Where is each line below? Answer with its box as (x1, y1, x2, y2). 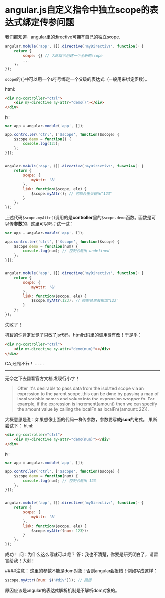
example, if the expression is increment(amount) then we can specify (17, 401, 157, 407)
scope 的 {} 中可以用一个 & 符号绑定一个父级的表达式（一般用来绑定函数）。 (5, 76, 150, 82)
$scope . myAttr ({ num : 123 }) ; (31, 528, 89, 533)
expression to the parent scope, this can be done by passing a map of (17, 391, 159, 397)
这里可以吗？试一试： (30, 220, 74, 227)
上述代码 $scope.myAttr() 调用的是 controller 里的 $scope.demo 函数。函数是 (5, 214, 152, 220)
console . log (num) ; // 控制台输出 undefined (23, 248, 110, 254)
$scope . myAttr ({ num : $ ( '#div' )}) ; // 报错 (5, 578, 92, 583)
